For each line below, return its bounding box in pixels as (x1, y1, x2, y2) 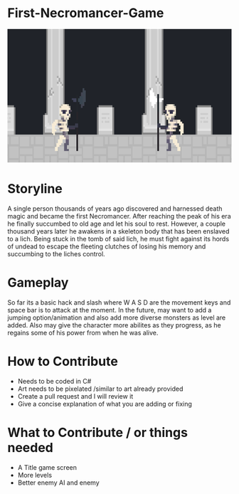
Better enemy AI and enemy (17, 478, 100, 487)
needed (7, 439, 53, 456)
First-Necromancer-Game (7, 5, 164, 21)
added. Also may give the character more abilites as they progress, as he (7, 320, 222, 329)
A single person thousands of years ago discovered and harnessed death (7, 204, 223, 213)
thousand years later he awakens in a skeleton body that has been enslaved (7, 226, 230, 236)
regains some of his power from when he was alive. (7, 328, 159, 337)
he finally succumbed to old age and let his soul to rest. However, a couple (7, 219, 226, 228)
